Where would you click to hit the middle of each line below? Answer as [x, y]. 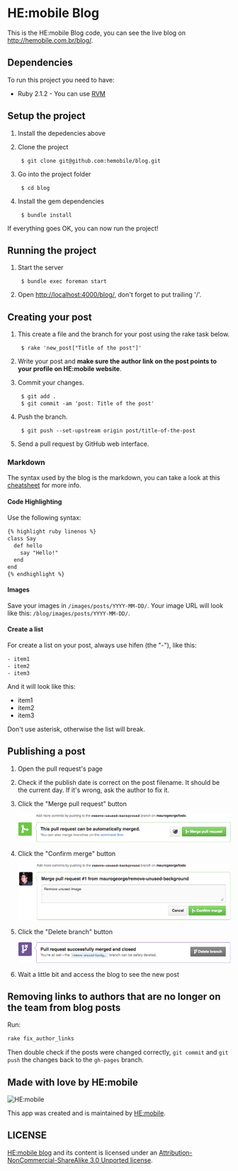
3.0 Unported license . [121, 1160]
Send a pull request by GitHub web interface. [83, 444]
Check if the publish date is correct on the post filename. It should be [119, 782]
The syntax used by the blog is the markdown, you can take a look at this [114, 478]
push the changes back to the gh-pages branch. [75, 1060]
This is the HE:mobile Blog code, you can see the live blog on [97, 33]
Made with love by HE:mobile [73, 1082]
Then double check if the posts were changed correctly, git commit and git [118, 1052]
